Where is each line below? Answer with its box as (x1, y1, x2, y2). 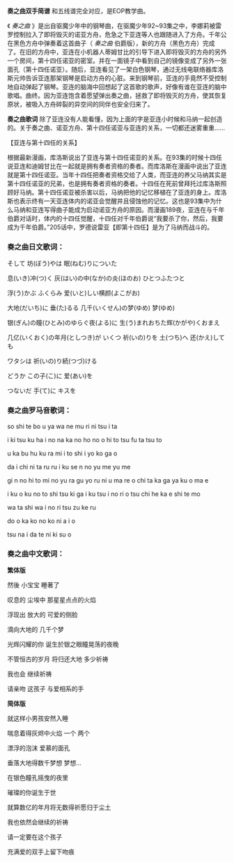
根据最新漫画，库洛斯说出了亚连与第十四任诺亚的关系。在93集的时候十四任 (7, 153, 223, 161)
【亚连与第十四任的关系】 (7, 139, 81, 146)
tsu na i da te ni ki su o (7, 530, 72, 538)
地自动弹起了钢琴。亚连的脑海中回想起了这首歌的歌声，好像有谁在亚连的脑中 (7, 83, 227, 91)
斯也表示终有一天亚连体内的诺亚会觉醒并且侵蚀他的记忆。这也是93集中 (7, 197, 210, 205)
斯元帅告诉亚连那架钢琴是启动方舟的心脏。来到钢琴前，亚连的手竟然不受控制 (7, 74, 227, 82)
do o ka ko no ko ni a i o (7, 516, 75, 525)
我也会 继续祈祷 (7, 670, 52, 678)
